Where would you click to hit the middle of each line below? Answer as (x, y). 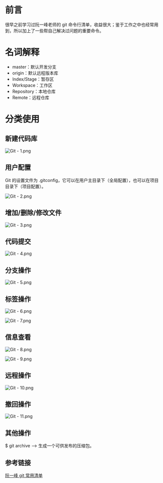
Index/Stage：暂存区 (33, 79)
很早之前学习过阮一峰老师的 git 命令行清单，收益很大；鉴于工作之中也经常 (80, 25)
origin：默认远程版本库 (35, 73)
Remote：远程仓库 (31, 97)
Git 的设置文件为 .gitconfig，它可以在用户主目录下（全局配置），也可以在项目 (82, 180)
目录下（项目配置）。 (25, 186)
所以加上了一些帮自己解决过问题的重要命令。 (58, 30)
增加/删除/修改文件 (34, 213)
